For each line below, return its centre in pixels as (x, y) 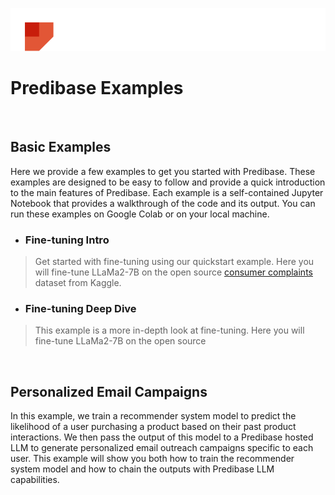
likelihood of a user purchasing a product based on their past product (153, 427)
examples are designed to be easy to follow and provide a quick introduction (168, 182)
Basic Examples (61, 147)
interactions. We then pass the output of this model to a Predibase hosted (162, 437)
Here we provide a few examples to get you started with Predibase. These (163, 171)
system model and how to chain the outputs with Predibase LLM (142, 469)
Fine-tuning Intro (67, 240)
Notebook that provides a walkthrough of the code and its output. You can (163, 203)
